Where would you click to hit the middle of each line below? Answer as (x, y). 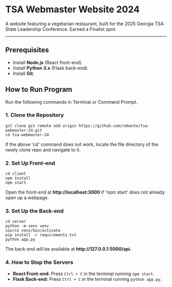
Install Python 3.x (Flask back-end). (51, 68)
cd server (16, 222)
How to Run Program (39, 90)
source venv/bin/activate (33, 231)
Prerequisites (27, 50)
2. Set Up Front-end (30, 163)
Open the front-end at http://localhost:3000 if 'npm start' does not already (85, 192)
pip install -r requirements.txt (41, 235)
